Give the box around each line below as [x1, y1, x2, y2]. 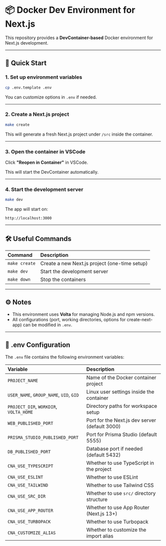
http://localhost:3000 [5, 216, 52, 221]
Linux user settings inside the [86, 388, 155, 395]
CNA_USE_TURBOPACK [7, 519, 51, 524]
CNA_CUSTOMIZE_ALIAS [7, 530, 56, 536]
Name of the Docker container [86, 374, 157, 381]
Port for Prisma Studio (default [86, 431, 157, 438]
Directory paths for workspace [86, 402, 157, 409]
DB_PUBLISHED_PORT [7, 449, 51, 454]
